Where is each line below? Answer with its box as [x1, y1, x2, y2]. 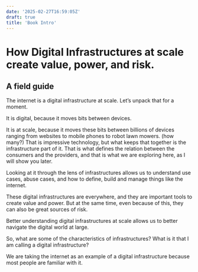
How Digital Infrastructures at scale [6, 45, 184, 59]
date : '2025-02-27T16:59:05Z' [6, 8, 81, 15]
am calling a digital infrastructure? [6, 241, 89, 249]
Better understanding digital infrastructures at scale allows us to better [6, 217, 178, 225]
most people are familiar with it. [6, 259, 83, 267]
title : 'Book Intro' [6, 20, 57, 25]
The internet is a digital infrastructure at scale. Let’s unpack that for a [6, 97, 174, 104]
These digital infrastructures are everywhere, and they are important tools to [6, 193, 193, 200]
